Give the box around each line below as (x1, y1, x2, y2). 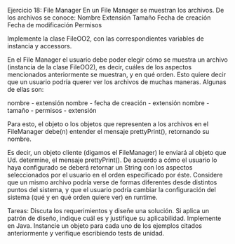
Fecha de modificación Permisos (7, 21, 102, 29)
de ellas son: (7, 86, 44, 93)
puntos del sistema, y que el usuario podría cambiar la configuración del (7, 186, 216, 194)
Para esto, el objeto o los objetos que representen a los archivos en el (7, 120, 209, 128)
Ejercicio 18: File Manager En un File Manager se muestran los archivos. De (7, 6, 224, 14)
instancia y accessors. (7, 42, 72, 50)
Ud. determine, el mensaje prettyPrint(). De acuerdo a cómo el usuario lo (7, 156, 217, 164)
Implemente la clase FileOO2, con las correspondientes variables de (7, 34, 205, 43)
